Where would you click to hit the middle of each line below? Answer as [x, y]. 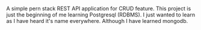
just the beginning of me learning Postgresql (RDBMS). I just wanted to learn [101, 15]
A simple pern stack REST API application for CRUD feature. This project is [99, 9]
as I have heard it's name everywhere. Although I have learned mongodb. [97, 21]
